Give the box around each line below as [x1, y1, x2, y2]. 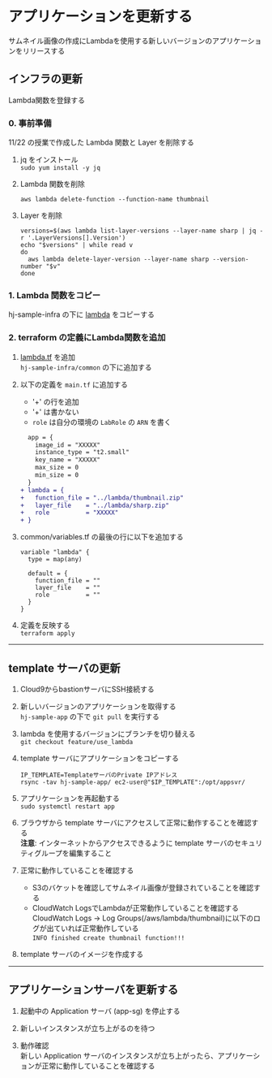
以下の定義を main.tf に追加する [19, 379, 128, 389]
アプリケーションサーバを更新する [8, 983, 179, 997]
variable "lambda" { [19, 548, 90, 556]
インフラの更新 [8, 72, 83, 86]
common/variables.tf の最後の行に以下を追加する [19, 532, 184, 542]
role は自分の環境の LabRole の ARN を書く [32, 417, 172, 426]
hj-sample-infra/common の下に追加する [19, 362, 152, 372]
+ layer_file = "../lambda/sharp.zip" [19, 501, 170, 509]
